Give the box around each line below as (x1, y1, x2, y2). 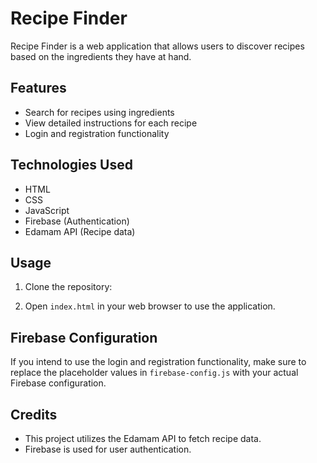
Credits (10, 406, 58, 423)
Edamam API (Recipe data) (24, 225, 136, 237)
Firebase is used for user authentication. (24, 443, 192, 455)
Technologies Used (10, 157, 133, 174)
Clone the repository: (24, 281, 113, 293)
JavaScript (24, 204, 70, 216)
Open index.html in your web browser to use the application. (24, 300, 276, 312)
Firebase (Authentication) (24, 215, 130, 227)
